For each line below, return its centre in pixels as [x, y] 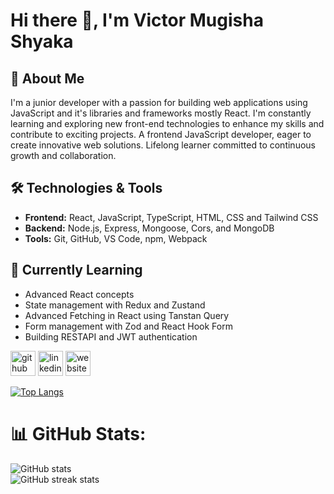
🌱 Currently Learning [76, 270]
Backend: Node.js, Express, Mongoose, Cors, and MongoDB [149, 228]
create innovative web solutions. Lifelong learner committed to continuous [163, 145]
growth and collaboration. [63, 155]
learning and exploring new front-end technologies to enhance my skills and [167, 123]
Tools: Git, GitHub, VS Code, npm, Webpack [116, 238]
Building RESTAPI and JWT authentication [111, 336]
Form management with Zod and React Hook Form [128, 326]
